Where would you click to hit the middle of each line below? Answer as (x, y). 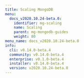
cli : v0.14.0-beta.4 (30, 50)
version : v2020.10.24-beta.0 (39, 68)
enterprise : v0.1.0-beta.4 (37, 59)
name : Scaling (28, 28)
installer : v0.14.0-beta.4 (37, 63)
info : (10, 46)
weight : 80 (25, 37)
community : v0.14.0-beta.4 (37, 55)
